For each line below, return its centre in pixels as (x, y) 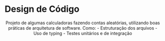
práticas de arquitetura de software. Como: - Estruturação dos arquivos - (83, 28)
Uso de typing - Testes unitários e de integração (83, 33)
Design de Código (42, 9)
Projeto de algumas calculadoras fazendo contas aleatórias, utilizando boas (83, 23)
